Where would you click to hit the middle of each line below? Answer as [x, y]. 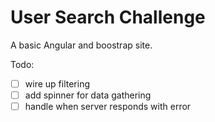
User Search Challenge [108, 17]
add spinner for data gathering [88, 95]
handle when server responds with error [108, 107]
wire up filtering [57, 83]
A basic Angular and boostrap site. [81, 45]
